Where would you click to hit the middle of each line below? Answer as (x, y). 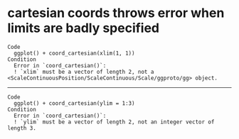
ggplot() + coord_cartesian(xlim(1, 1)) (74, 53)
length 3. (22, 128)
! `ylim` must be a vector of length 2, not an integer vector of (114, 122)
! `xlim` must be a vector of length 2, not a (84, 72)
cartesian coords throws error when (116, 13)
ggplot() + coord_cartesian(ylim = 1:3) (74, 103)
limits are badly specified (84, 28)
